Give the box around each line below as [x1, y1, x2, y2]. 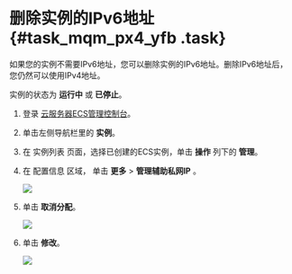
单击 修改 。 [22, 237, 65, 248]
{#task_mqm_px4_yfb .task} [9, 28, 227, 49]
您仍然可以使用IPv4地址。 [9, 69, 105, 81]
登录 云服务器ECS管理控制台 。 [22, 108, 136, 119]
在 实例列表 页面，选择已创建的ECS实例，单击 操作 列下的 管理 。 [22, 146, 263, 157]
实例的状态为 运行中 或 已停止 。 [9, 89, 127, 100]
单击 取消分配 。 [22, 201, 81, 212]
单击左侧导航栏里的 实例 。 [22, 127, 120, 137]
